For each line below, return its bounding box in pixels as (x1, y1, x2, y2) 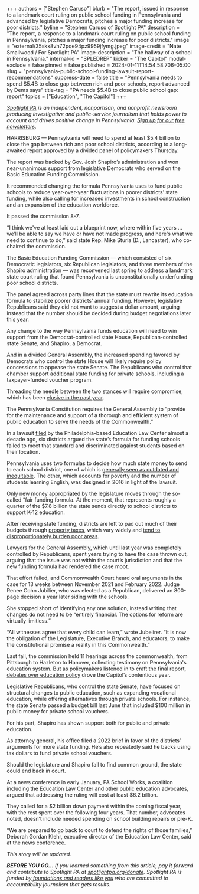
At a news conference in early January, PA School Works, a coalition (6, 779, 173, 785)
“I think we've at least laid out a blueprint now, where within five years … (6, 224, 182, 231)
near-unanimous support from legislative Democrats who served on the (6, 165, 181, 172)
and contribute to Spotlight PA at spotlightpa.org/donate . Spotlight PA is (6, 869, 182, 875)
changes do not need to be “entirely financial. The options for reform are (6, 611, 184, 618)
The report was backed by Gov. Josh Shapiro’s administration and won (6, 159, 179, 165)
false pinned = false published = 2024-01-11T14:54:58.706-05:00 (32, 61, 191, 68)
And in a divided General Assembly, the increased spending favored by (6, 351, 180, 358)
